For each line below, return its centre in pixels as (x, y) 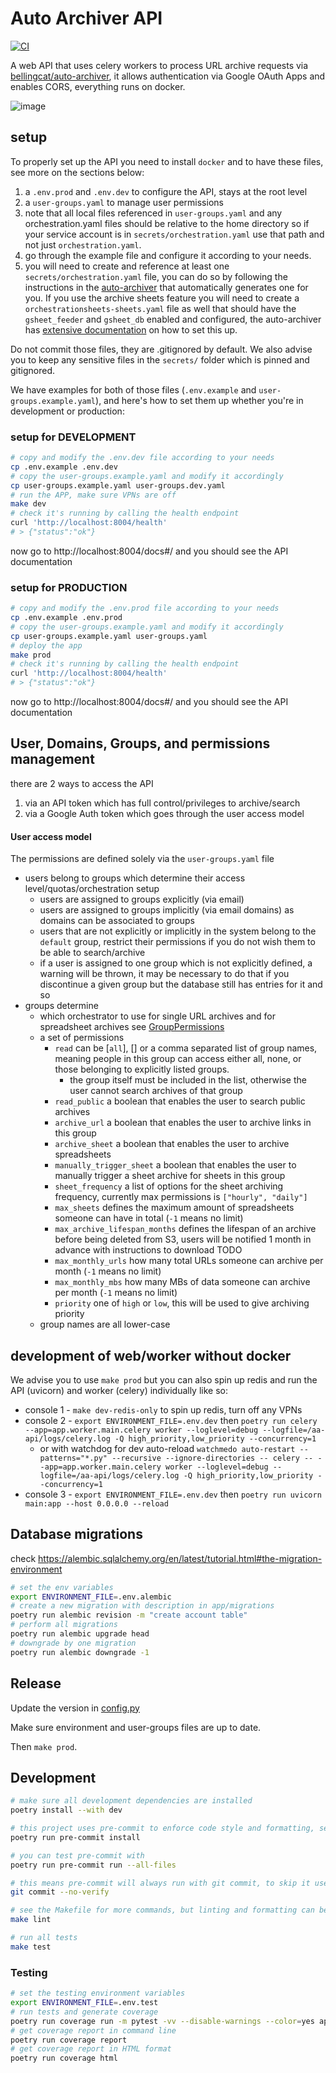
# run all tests (44, 1938)
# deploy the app (46, 645)
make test (31, 1947)
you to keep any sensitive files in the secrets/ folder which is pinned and (160, 359)
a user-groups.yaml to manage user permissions (124, 202)
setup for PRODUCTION (69, 587)
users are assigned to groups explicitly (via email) (142, 899)
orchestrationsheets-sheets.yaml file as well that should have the (160, 308)
